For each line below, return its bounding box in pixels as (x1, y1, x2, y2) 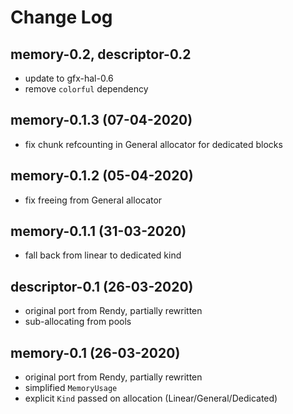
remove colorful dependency (24, 83, 149, 95)
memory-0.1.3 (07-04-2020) (10, 112, 193, 129)
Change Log (10, 6, 113, 29)
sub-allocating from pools (24, 316, 132, 328)
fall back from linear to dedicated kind (24, 249, 182, 261)
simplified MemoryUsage (24, 382, 118, 394)
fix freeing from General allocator (24, 194, 163, 206)
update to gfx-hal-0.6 (24, 72, 114, 84)
